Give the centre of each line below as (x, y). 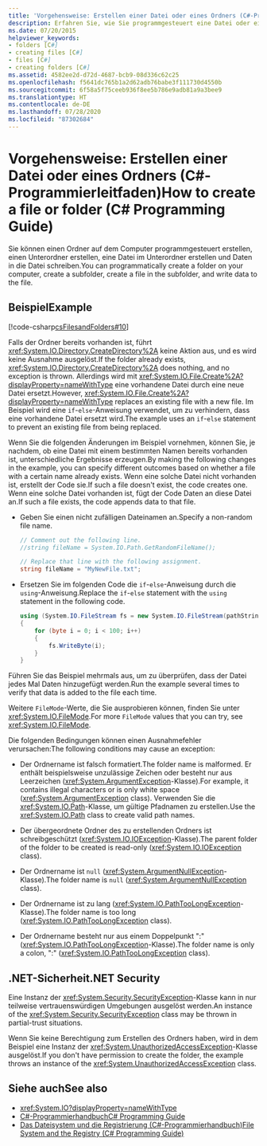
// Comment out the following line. (80, 540)
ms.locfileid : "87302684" (51, 120)
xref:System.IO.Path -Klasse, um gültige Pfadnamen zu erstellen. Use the (137, 807)
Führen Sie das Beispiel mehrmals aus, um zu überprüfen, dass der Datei (128, 676)
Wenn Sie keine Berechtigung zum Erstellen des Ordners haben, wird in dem (133, 1038)
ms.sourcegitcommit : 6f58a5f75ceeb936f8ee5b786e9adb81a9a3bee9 (115, 90)
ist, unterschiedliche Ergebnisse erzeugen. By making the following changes (132, 459)
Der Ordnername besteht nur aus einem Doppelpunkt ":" (112, 936)
